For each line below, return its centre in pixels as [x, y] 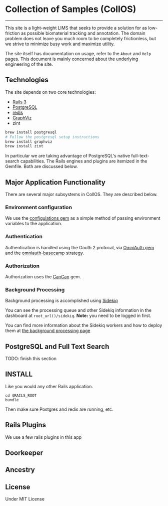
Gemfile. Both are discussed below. [42, 166]
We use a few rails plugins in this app [43, 437]
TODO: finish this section [31, 359]
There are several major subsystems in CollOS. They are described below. [81, 195]
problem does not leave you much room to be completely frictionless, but [81, 38]
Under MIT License [25, 499]
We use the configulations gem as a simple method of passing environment [83, 218]
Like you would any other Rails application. [49, 386]
